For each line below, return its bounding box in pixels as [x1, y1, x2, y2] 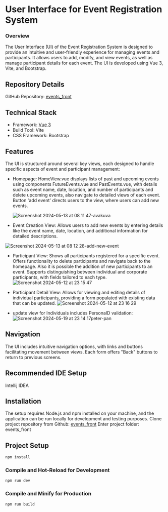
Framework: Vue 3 [12, 122, 51, 128]
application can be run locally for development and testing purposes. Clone [5, 416, 162, 422]
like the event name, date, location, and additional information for [12, 227, 148, 233]
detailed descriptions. [12, 233, 58, 239]
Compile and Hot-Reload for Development [5, 466, 110, 474]
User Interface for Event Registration [5, 4, 162, 15]
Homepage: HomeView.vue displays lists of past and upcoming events [12, 176, 159, 182]
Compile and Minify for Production [5, 490, 92, 497]
